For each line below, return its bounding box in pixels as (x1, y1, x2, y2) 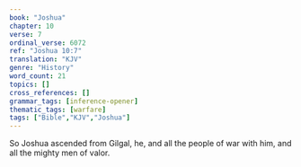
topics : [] (9, 80, 50, 89)
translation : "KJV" (9, 55, 83, 64)
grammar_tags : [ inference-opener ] (9, 96, 139, 106)
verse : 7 (9, 30, 42, 39)
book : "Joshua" (9, 13, 66, 22)
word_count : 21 (9, 72, 66, 81)
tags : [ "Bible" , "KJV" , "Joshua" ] (9, 113, 130, 122)
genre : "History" (9, 64, 75, 73)
